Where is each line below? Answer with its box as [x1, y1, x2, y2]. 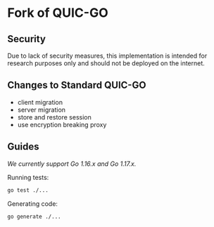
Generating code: [7, 199, 58, 208]
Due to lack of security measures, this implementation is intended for [7, 51, 208, 60]
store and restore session [17, 112, 92, 121]
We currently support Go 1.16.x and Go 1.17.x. [7, 160, 137, 168]
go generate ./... [7, 213, 61, 220]
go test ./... [7, 186, 49, 194]
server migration [17, 105, 65, 114]
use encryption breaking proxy [17, 120, 107, 129]
